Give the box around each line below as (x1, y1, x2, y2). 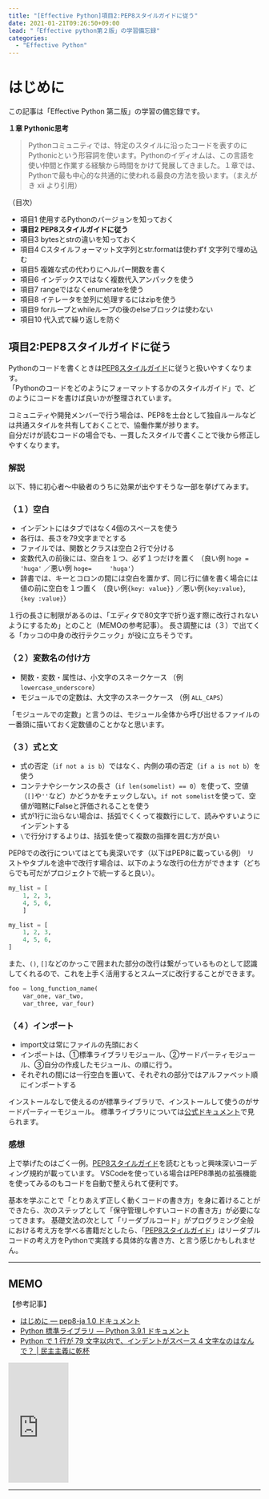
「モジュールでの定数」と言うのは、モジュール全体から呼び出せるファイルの (8, 709, 260, 719)
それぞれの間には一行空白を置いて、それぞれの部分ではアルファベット (19, 1070, 251, 1079)
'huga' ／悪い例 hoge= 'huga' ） (19, 564, 139, 573)
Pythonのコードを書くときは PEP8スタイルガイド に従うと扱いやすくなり (8, 363, 246, 372)
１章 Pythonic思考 (8, 123, 70, 133)
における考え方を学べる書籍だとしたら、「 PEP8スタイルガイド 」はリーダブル (8, 1226, 261, 1236)
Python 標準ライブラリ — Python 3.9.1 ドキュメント (19, 1326, 190, 1336)
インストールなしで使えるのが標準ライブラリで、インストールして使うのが (8, 1096, 253, 1106)
